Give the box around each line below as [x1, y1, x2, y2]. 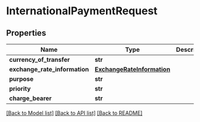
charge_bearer [9, 94, 52, 102]
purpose [9, 75, 34, 83]
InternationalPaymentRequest [6, 4, 158, 18]
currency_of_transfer [9, 55, 70, 64]
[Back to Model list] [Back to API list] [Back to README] [6, 110, 143, 117]
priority [9, 85, 31, 93]
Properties [6, 28, 46, 38]
